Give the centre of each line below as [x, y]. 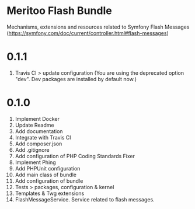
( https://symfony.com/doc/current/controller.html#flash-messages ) [88, 33]
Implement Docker [37, 119]
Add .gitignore [32, 149]
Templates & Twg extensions [50, 193]
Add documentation [39, 131]
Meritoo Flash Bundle [60, 11]
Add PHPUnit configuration [48, 168]
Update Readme [34, 125]
